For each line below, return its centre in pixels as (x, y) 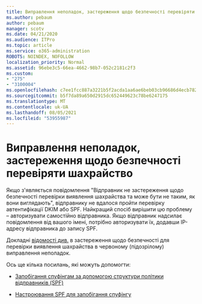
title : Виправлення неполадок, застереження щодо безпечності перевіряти (101, 12)
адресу (16, 229)
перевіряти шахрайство (70, 174)
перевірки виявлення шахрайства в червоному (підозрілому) (85, 247)
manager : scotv (25, 29)
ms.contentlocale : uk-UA (37, 107)
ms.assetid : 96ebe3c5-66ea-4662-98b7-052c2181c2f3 (71, 68)
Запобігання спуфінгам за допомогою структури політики (89, 276)
